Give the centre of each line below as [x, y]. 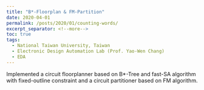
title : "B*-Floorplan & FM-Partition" [55, 12]
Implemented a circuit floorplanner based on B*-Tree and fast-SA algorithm [101, 74]
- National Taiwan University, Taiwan [61, 46]
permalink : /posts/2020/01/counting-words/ [62, 23]
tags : [13, 40]
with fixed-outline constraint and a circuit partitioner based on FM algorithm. [102, 80]
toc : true [19, 34]
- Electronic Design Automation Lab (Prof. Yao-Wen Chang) [88, 51]
